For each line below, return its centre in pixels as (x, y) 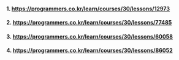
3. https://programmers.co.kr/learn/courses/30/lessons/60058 (90, 36)
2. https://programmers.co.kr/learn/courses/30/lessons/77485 (89, 23)
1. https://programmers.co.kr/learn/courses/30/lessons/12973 (88, 9)
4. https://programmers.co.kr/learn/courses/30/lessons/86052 (89, 51)
